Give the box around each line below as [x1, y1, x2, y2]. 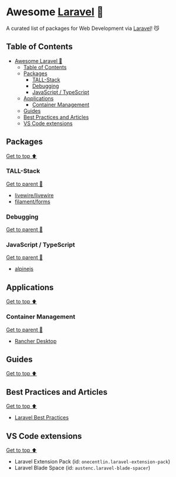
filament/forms [14, 198, 51, 205]
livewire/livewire [14, 192, 54, 199]
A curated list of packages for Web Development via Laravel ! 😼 [6, 25, 160, 32]
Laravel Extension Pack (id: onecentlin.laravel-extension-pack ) [14, 458, 170, 465]
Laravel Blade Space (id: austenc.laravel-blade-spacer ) [14, 464, 151, 471]
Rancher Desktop [14, 337, 57, 344]
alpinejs [14, 266, 34, 273]
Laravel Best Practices [14, 414, 69, 421]
